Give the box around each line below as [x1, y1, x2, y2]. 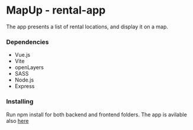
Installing [6, 97, 34, 106]
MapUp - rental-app [6, 4, 106, 17]
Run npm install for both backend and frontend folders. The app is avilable [6, 110, 188, 118]
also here [6, 117, 29, 124]
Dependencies [6, 38, 49, 46]
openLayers [14, 64, 44, 71]
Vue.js [14, 51, 31, 58]
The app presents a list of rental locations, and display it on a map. [6, 23, 169, 30]
